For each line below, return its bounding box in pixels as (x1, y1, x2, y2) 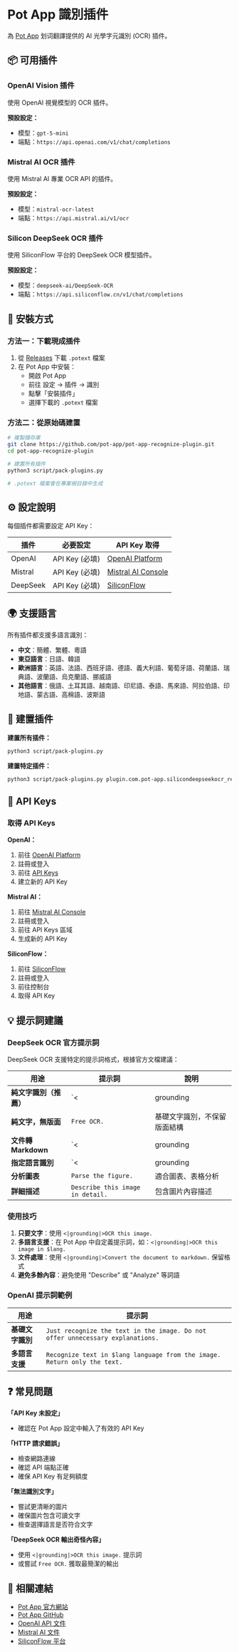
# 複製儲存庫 (7, 434, 41, 442)
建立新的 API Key (17, 877, 68, 886)
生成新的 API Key (17, 934, 68, 943)
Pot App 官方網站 (17, 1603, 69, 1611)
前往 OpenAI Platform (17, 851, 81, 859)
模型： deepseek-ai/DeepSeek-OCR (17, 281, 114, 289)
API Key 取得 (116, 540, 160, 550)
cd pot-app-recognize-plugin (7, 447, 94, 455)
